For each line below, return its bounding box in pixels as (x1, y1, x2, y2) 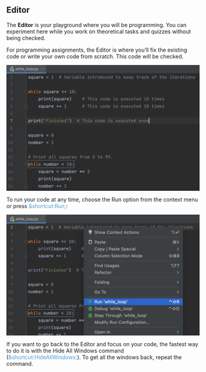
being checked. (6, 34, 46, 42)
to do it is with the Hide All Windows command (6, 347, 124, 355)
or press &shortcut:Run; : (6, 203, 68, 210)
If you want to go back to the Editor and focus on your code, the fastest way (6, 341, 199, 348)
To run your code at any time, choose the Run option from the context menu (6, 196, 198, 203)
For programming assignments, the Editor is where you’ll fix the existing (6, 46, 188, 53)
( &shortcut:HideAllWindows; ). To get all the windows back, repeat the (6, 354, 182, 361)
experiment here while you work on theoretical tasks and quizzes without (6, 28, 191, 35)
